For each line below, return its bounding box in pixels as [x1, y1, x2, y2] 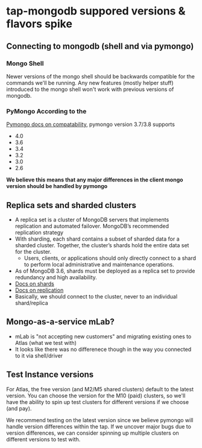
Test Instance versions [6, 370, 94, 380]
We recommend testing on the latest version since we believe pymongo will [6, 416, 194, 423]
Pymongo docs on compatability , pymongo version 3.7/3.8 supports [6, 121, 175, 128]
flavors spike [6, 17, 72, 31]
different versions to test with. [6, 435, 81, 443]
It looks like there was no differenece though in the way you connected [14, 345, 192, 353]
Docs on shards [14, 280, 54, 287]
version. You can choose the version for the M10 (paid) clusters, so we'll [6, 392, 186, 399]
